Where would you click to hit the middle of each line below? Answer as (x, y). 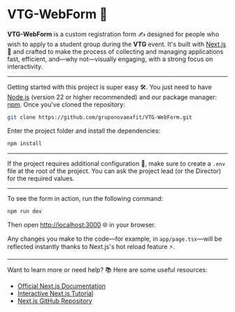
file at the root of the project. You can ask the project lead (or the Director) (114, 171)
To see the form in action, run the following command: (85, 198)
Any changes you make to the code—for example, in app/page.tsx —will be (115, 239)
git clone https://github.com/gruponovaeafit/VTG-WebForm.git (100, 117)
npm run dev (24, 211)
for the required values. (41, 178)
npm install (24, 143)
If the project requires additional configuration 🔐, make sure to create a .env (116, 163)
